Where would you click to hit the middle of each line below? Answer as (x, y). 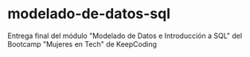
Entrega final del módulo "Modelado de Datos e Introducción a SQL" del (125, 36)
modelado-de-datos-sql (89, 14)
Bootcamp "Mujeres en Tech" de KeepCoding (82, 44)
